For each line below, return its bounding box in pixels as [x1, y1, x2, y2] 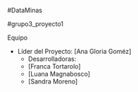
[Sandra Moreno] [27, 77, 78, 86]
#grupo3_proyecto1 [7, 20, 64, 28]
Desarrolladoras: [27, 54, 77, 63]
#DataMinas [7, 6, 42, 14]
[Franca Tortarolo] [27, 62, 81, 70]
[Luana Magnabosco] [27, 70, 90, 78]
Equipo [7, 33, 28, 42]
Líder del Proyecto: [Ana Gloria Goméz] [17, 47, 132, 55]
